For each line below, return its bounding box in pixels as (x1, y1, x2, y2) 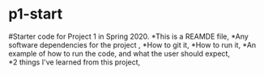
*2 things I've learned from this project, (8, 57, 141, 67)
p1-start (8, 5, 63, 23)
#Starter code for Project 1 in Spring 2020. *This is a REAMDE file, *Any (8, 31, 249, 41)
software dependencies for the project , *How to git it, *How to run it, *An (8, 40, 257, 49)
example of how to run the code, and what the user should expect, (8, 48, 231, 58)
